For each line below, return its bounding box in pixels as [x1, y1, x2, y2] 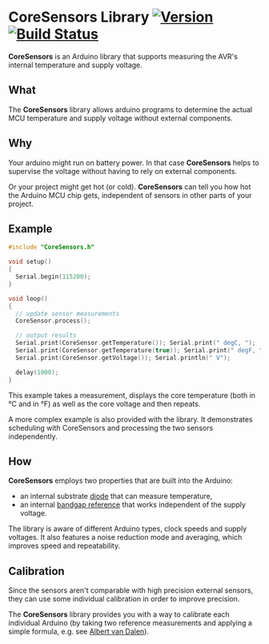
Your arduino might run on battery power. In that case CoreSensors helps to [8, 157, 259, 168]
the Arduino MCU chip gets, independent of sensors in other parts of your [8, 190, 252, 200]
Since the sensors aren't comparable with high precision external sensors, [8, 585, 254, 595]
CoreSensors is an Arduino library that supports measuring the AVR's [8, 51, 239, 61]
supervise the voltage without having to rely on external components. [8, 166, 238, 176]
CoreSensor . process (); [15, 317, 91, 325]
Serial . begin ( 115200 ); [15, 273, 91, 281]
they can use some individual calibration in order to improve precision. [8, 594, 240, 604]
